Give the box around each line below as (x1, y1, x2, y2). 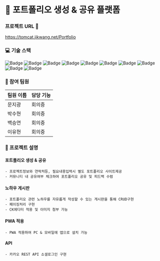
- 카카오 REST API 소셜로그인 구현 (5, 252, 67, 257)
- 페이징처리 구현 (5, 202, 35, 207)
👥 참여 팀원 (5, 78, 29, 85)
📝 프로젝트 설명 (5, 144, 38, 151)
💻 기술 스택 (5, 47, 31, 54)
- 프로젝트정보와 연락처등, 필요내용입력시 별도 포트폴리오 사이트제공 (5, 169, 122, 174)
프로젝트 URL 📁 (5, 23, 39, 30)
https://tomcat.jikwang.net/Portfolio (5, 34, 76, 40)
